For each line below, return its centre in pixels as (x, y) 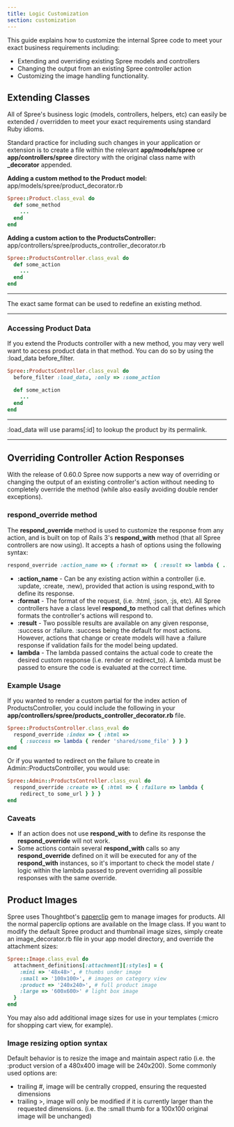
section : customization (42, 20)
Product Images (42, 900)
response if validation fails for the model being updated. (97, 645)
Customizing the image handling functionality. (83, 76)
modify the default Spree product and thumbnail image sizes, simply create (115, 932)
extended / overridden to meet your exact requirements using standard (109, 122)
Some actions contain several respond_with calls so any (99, 848)
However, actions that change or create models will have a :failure (112, 638)
